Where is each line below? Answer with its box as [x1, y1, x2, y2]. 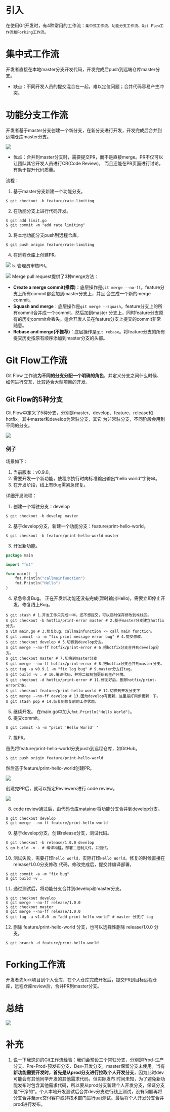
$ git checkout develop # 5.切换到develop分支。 [6, 640, 106, 645]
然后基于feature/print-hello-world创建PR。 [6, 765, 95, 771]
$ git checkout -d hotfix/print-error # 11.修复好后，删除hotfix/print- [6, 677, 157, 683]
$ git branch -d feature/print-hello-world [6, 941, 99, 946]
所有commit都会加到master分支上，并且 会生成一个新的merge [22, 290, 151, 296]
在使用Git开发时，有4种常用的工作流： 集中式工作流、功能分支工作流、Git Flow [6, 22, 160, 28]
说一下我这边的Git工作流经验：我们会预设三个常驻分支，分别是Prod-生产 [13, 1057, 164, 1063]
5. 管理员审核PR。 [12, 262, 50, 268]
